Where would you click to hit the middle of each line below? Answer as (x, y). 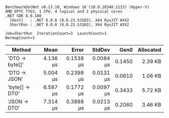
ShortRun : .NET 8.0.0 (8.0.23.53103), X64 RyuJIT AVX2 (69, 25)
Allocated (149, 50)
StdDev (101, 50)
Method (21, 50)
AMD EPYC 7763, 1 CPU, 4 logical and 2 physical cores (64, 12)
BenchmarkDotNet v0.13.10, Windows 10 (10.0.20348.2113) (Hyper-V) (77, 7)
